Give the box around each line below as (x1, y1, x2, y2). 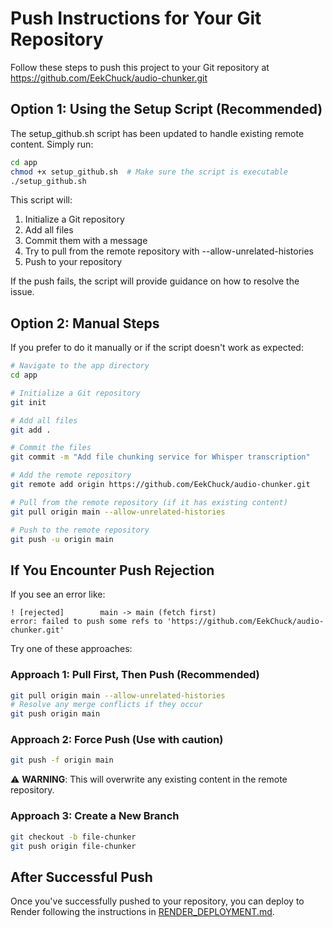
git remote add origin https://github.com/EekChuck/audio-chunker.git (10, 480, 311, 490)
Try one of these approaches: (10, 643, 133, 655)
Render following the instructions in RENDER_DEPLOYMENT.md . (10, 906, 275, 918)
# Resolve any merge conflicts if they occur (10, 700, 203, 710)
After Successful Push (10, 868, 153, 886)
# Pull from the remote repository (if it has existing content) (10, 497, 288, 507)
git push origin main (10, 709, 101, 719)
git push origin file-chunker (10, 841, 137, 851)
